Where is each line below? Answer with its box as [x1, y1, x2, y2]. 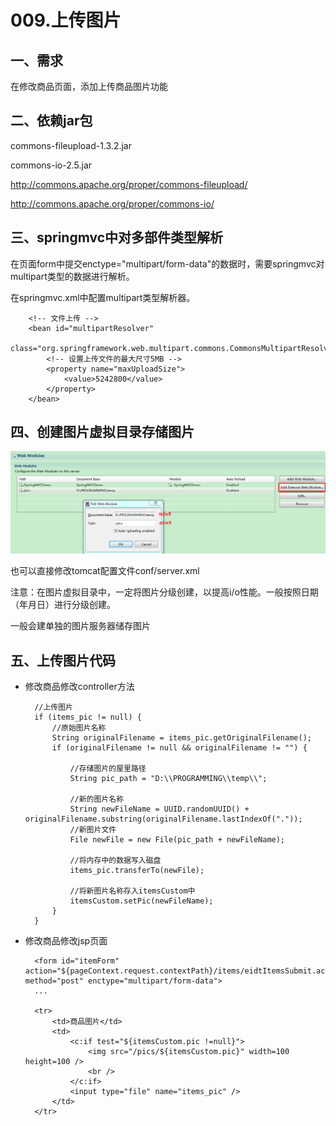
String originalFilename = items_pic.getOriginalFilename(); [51, 733, 312, 743]
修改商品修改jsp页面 [24, 935, 108, 947]
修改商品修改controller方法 [24, 681, 135, 693]
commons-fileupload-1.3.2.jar [10, 139, 132, 151]
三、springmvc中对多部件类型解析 [10, 229, 224, 246]
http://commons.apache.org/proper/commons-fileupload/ [10, 178, 248, 190]
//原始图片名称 [51, 723, 107, 733]
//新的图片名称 [69, 794, 125, 805]
